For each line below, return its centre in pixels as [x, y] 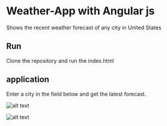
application [28, 80]
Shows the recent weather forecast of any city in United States [84, 27]
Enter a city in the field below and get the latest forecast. [76, 94]
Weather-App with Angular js [80, 11]
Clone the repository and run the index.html [60, 60]
